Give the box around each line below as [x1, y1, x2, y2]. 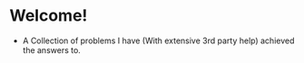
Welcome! [9, 5, 88, 26]
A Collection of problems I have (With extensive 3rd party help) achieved [22, 35, 295, 46]
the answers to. [22, 44, 82, 55]
